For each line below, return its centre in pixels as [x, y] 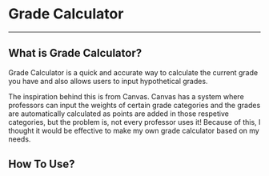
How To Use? [42, 164]
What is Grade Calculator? [75, 53]
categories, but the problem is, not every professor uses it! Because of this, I [134, 122]
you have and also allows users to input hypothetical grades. [108, 81]
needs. [20, 139]
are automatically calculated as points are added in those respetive [119, 114]
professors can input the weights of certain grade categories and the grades [134, 105]
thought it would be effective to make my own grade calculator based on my [134, 130]
